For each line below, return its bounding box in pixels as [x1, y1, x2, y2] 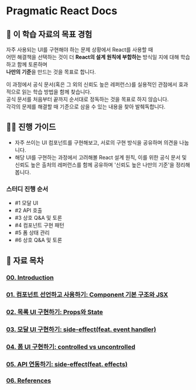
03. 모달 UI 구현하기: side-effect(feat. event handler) [6, 325, 156, 334]
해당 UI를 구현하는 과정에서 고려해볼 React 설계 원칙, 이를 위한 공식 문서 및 [14, 154, 187, 161]
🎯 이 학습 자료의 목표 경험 [6, 29, 92, 39]
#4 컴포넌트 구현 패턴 [14, 222, 65, 229]
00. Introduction [6, 274, 54, 282]
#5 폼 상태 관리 [14, 229, 50, 236]
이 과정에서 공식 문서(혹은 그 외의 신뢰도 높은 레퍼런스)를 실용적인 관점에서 [6, 81, 178, 88]
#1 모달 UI [14, 200, 38, 207]
